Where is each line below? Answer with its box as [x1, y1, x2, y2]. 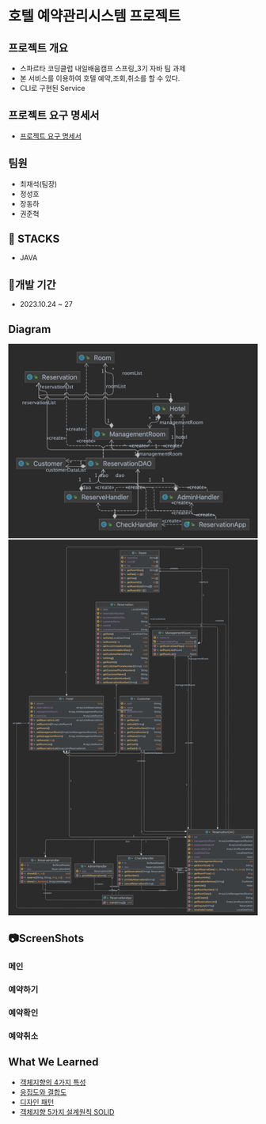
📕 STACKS [8, 233, 60, 246]
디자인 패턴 [19, 1097, 55, 1107]
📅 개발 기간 [8, 278, 57, 291]
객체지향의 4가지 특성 [19, 1077, 86, 1087]
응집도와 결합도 [19, 1087, 67, 1096]
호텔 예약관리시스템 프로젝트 [8, 7, 181, 25]
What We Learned [8, 1055, 99, 1069]
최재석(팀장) [19, 179, 58, 188]
